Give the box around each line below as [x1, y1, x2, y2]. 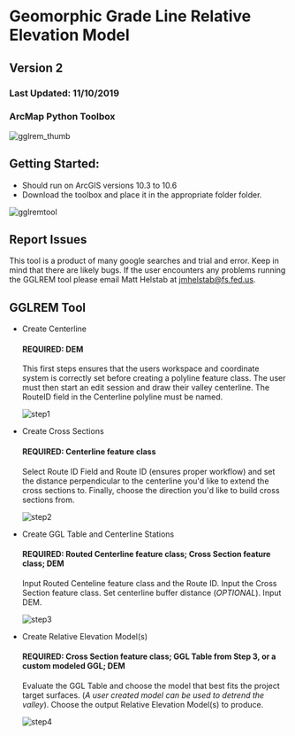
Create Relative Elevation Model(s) [21, 631, 148, 641]
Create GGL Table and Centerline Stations [21, 529, 175, 539]
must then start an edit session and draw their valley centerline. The [21, 383, 270, 393]
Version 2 [9, 60, 64, 75]
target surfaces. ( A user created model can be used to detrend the [21, 690, 265, 701]
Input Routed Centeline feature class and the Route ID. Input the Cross [21, 577, 277, 588]
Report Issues [9, 232, 87, 247]
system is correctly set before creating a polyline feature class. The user [21, 373, 286, 383]
